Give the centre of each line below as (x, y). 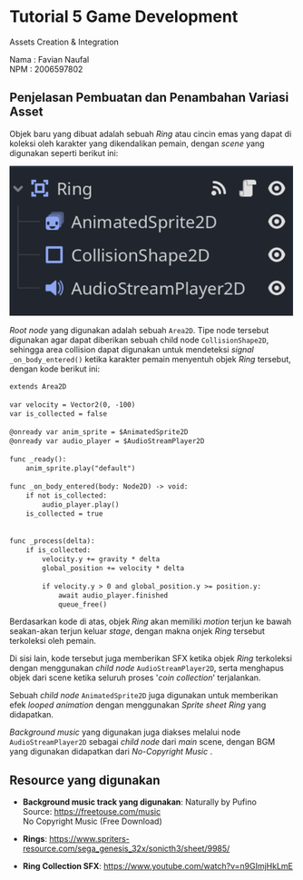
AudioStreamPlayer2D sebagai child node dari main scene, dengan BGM (142, 742)
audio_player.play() (81, 505)
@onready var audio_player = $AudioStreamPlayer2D (107, 441)
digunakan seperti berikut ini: (64, 153)
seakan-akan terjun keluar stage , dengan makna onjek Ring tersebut (137, 631)
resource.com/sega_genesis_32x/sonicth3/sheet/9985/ (126, 848)
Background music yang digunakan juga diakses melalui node (125, 732)
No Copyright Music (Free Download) (92, 821)
